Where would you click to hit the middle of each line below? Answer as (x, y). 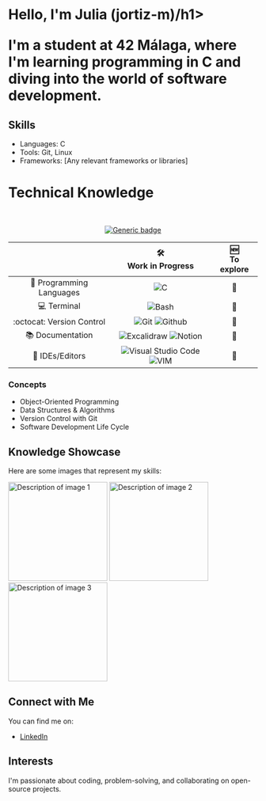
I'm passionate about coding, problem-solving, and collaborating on (119, 780)
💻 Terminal (59, 306)
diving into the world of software (118, 79)
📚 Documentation (59, 335)
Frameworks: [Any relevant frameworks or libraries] (104, 161)
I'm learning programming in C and (125, 62)
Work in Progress (160, 266)
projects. (47, 788)
